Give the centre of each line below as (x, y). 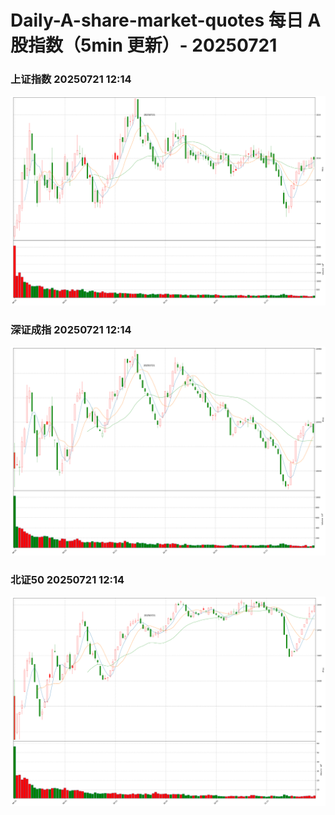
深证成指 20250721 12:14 (71, 329)
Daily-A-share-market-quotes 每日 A (166, 20)
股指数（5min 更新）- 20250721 (144, 45)
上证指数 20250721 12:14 (71, 79)
